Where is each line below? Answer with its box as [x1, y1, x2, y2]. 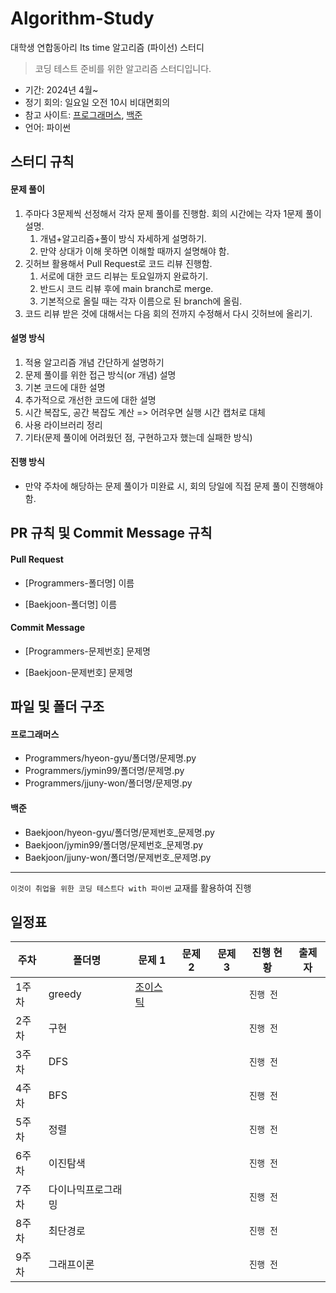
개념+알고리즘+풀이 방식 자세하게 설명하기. [39, 232, 207, 244]
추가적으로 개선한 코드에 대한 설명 [24, 393, 157, 406]
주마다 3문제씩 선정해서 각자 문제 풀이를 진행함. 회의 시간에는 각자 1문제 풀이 [24, 207, 322, 219]
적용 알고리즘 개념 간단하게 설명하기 [24, 356, 165, 368]
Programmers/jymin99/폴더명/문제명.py [24, 765, 185, 777]
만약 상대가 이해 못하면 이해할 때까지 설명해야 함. [39, 245, 230, 257]
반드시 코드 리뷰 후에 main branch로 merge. [39, 282, 214, 294]
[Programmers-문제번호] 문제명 [24, 645, 151, 657]
